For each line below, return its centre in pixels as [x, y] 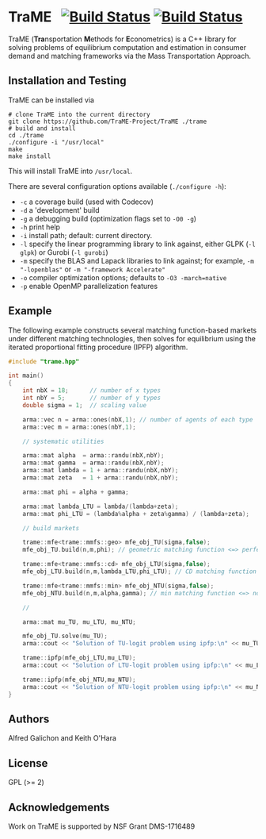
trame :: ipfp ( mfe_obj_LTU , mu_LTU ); [79, 658]
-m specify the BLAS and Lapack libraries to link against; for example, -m [137, 260]
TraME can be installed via [51, 100]
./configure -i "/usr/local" [56, 142]
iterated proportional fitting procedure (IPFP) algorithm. [98, 347]
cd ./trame [26, 135]
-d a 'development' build [60, 210]
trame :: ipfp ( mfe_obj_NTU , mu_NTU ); [79, 679]
